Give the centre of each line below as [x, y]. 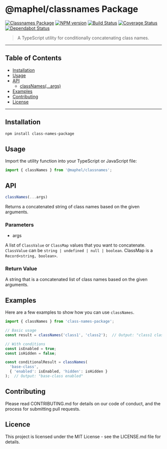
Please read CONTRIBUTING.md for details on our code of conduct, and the [83, 403]
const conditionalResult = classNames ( [46, 362]
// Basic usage [21, 331]
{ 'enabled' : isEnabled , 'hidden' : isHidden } [59, 371]
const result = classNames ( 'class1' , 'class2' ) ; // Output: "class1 [79, 335]
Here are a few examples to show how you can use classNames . [70, 312]
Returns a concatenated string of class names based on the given [73, 206]
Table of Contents [34, 58]
